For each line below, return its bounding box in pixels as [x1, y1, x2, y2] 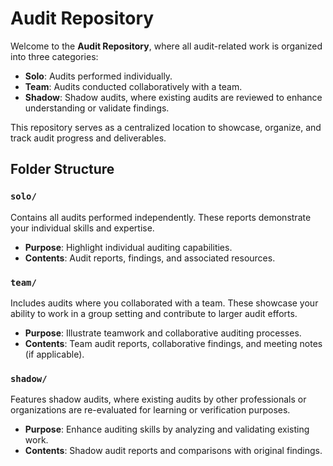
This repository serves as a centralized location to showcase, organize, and [10, 121, 322, 133]
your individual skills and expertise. [10, 222, 155, 234]
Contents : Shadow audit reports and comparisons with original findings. [24, 445, 323, 457]
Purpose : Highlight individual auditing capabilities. [24, 241, 233, 253]
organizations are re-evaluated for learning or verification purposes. [10, 404, 291, 416]
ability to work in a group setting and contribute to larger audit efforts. [10, 307, 298, 319]
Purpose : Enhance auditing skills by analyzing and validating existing [24, 423, 310, 436]
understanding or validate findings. [24, 102, 170, 114]
